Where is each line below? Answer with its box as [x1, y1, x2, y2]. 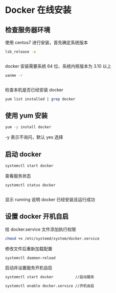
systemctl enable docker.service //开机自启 [5, 284, 94, 289]
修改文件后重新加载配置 [5, 245, 52, 251]
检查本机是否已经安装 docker [5, 87, 64, 92]
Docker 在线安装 [5, 4, 72, 16]
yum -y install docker [5, 125, 51, 130]
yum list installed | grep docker [5, 96, 76, 101]
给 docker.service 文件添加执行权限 [5, 226, 76, 232]
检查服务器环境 [5, 26, 50, 34]
